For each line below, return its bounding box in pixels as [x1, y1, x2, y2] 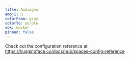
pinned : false [5, 30, 34, 35]
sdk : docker [5, 25, 29, 30]
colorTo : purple [5, 20, 38, 26]
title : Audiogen [5, 7, 38, 12]
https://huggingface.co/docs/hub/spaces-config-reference [5, 48, 125, 54]
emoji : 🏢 [5, 12, 23, 17]
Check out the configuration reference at [5, 43, 88, 49]
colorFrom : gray [5, 16, 38, 21]
